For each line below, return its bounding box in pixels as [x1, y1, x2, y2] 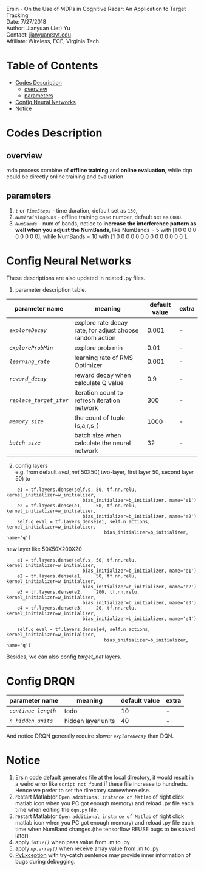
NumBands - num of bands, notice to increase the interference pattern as [15, 219, 197, 227]
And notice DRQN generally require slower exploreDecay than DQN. [6, 732, 174, 739]
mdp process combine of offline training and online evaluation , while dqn [6, 166, 192, 174]
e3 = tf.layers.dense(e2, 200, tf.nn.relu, [17, 589, 140, 595]
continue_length [9, 707, 56, 714]
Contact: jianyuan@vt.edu [6, 31, 72, 38]
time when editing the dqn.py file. [15, 806, 98, 813]
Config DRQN [6, 674, 75, 688]
